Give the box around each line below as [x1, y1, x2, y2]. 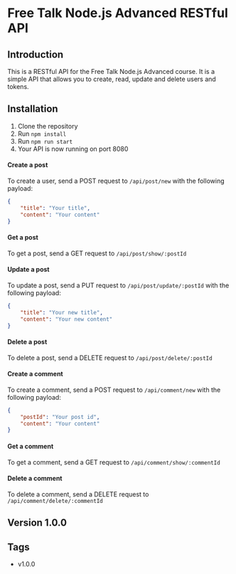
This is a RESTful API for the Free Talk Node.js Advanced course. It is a [7, 68, 215, 75]
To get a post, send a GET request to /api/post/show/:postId [7, 249, 187, 257]
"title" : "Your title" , [20, 204, 91, 211]
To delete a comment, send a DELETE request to [7, 489, 149, 499]
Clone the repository [17, 122, 78, 130]
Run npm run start [17, 137, 73, 145]
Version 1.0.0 [7, 517, 68, 529]
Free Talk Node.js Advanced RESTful [7, 5, 229, 21]
